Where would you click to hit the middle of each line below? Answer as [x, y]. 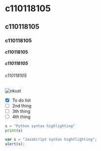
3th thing [21, 111]
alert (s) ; [15, 144]
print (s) [14, 130]
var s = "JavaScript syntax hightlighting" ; [51, 139]
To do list [21, 100]
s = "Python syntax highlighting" [40, 126]
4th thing [21, 117]
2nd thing [22, 106]
